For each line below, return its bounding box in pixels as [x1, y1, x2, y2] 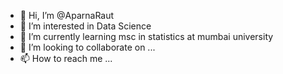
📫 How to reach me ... [19, 53, 113, 64]
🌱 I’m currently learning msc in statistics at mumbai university [19, 31, 274, 42]
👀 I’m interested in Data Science [19, 20, 152, 32]
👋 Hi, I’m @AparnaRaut [19, 10, 115, 21]
